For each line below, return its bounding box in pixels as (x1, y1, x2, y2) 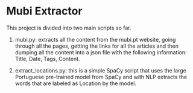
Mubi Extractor (6, 4, 83, 18)
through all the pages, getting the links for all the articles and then (14, 42, 179, 50)
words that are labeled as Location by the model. (14, 80, 137, 87)
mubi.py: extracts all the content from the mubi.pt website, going (14, 36, 176, 43)
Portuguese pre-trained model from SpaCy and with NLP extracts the (14, 73, 188, 80)
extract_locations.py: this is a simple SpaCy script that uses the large (14, 66, 187, 74)
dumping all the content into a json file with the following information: (14, 48, 187, 56)
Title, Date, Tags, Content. (14, 55, 80, 62)
